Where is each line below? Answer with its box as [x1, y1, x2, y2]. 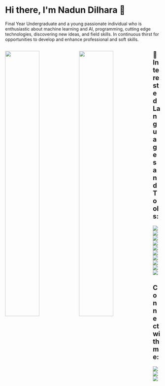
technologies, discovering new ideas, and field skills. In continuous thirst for [5, 31, 159, 37]
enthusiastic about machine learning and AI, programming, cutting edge [5, 26, 151, 32]
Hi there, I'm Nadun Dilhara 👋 [5, 4, 126, 16]
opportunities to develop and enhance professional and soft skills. [5, 36, 139, 42]
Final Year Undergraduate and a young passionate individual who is [5, 21, 142, 27]
